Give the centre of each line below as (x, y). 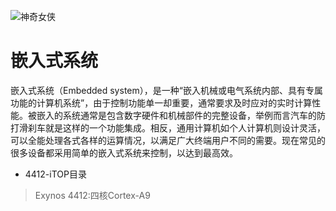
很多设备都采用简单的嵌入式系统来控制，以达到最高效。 (124, 152)
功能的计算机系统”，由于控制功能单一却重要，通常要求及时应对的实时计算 (161, 102)
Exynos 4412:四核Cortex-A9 (92, 195)
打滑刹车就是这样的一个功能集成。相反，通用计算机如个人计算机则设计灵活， (168, 127)
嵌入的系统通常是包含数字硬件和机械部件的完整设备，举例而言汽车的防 (181, 115)
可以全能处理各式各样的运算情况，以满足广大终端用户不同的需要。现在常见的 (168, 140)
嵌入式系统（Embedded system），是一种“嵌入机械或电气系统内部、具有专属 (166, 90)
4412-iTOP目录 (55, 174)
